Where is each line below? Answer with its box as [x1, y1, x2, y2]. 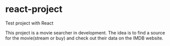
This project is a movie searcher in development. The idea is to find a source [5, 29, 165, 35]
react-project [5, 3, 62, 15]
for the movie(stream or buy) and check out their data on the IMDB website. [5, 35, 163, 41]
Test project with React [5, 20, 54, 26]
